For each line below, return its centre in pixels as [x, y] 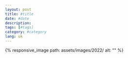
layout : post [18, 9]
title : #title [19, 14]
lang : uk [14, 37]
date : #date [17, 18]
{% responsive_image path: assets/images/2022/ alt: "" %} [64, 50]
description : [18, 23]
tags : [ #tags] [19, 28]
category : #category [26, 32]
